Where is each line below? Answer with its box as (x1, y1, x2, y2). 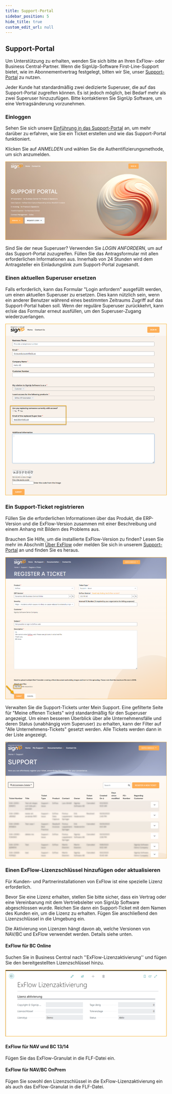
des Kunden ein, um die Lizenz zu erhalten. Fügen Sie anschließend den (5, 910, 158, 916)
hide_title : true (5, 19, 42, 24)
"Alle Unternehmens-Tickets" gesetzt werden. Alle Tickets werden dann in (5, 726, 162, 732)
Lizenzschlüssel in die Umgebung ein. (5, 915, 85, 922)
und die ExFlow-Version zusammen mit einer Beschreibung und (22, 521, 157, 527)
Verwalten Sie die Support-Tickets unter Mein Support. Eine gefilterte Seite (5, 704, 163, 711)
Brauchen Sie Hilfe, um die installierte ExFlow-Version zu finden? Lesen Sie (5, 536, 164, 542)
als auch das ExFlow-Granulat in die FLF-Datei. (5, 1083, 104, 1089)
